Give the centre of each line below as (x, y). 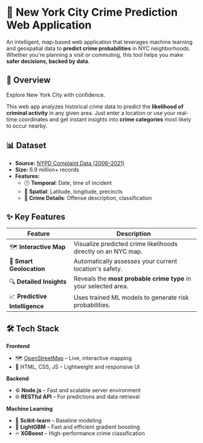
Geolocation (27, 269)
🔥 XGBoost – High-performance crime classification (80, 433)
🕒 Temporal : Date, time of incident (68, 183)
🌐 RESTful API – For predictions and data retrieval (77, 397)
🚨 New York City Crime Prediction (92, 12)
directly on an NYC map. (108, 251)
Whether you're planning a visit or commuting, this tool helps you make (95, 54)
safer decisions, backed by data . (48, 61)
